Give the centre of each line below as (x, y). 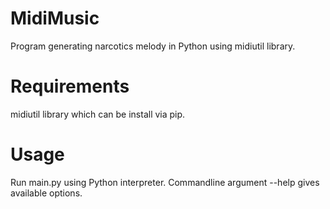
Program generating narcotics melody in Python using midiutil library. (153, 46)
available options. (46, 193)
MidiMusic (55, 18)
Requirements (70, 86)
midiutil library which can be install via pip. (98, 114)
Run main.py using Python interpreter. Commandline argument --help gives (165, 182)
